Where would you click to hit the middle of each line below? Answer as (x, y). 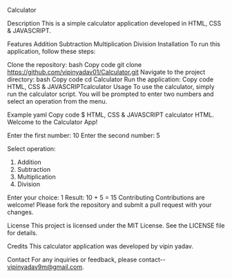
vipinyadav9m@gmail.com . (46, 267)
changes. (20, 212)
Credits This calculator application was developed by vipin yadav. (100, 246)
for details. (22, 233)
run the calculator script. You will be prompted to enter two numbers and (110, 94)
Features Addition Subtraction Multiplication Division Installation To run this (114, 44)
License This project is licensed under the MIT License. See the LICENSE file (116, 226)
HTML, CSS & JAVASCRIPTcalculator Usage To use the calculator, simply (111, 87)
